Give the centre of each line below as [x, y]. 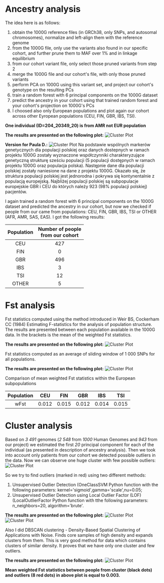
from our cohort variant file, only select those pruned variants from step [84, 64]
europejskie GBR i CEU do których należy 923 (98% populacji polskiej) [76, 186]
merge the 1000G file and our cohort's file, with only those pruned [79, 74]
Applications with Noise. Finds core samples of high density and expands [79, 535]
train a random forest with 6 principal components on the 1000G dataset [85, 95]
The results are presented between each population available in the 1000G [80, 329]
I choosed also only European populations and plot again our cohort [81, 111]
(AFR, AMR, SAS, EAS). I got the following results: [55, 217]
